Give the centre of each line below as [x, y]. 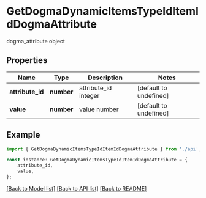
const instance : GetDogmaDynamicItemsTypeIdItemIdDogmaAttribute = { [97, 160]
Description [105, 78]
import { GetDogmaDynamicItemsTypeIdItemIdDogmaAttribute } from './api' [103, 149]
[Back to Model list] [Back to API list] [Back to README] [77, 188]
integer [89, 95]
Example [23, 135]
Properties [27, 60]
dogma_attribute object [36, 41]
